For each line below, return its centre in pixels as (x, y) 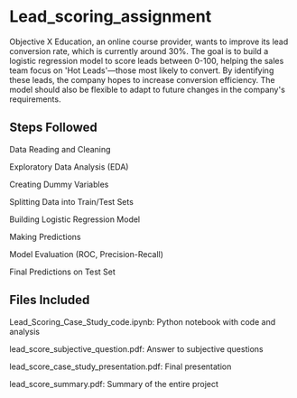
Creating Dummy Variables (59, 184)
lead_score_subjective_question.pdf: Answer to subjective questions (136, 348)
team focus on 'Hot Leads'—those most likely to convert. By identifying (142, 70)
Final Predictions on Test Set (62, 272)
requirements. (35, 99)
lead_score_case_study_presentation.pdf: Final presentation (121, 366)
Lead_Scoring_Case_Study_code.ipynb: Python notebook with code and (143, 321)
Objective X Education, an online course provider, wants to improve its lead (149, 42)
